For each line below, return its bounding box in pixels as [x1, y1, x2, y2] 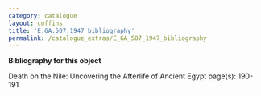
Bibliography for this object [8, 56, 102, 66]
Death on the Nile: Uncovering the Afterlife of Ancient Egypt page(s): [8, 71, 237, 81]
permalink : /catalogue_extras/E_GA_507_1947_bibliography [8, 34, 207, 42]
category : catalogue [8, 11, 78, 20]
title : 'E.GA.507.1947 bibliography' [8, 26, 135, 34]
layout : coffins [8, 19, 63, 27]
